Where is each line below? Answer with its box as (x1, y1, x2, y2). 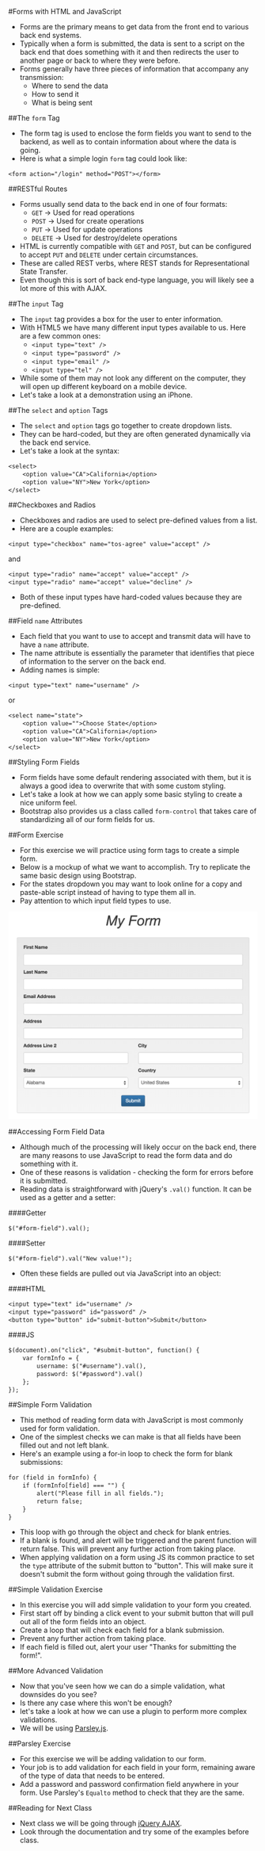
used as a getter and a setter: (19, 1192, 116, 1202)
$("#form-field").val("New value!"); (8, 1254, 133, 1263)
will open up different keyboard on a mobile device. (19, 382, 187, 391)
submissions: (19, 1457, 63, 1467)
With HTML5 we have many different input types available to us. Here (19, 323, 247, 332)
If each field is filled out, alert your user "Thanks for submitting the (19, 1642, 237, 1651)
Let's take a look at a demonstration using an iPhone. (19, 390, 193, 400)
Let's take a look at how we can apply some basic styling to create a (19, 790, 243, 799)
